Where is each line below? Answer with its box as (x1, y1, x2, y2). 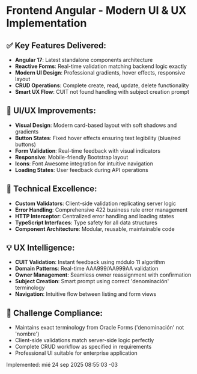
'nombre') (14, 330, 40, 337)
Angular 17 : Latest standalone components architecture (14, 57, 153, 63)
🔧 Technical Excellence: (6, 184, 97, 194)
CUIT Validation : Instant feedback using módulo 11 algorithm (14, 259, 165, 266)
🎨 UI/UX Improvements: (6, 106, 96, 116)
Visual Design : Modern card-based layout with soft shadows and (14, 121, 177, 129)
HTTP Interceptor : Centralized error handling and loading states (14, 212, 174, 219)
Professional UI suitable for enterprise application (14, 349, 138, 357)
